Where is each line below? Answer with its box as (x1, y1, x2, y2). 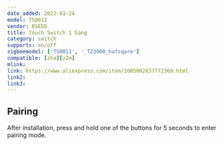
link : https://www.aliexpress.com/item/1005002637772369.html (7, 67, 189, 74)
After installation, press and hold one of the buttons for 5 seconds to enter (7, 124, 217, 132)
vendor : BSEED (7, 23, 48, 29)
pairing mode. (7, 131, 47, 139)
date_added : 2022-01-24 (7, 10, 75, 17)
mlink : (7, 61, 26, 68)
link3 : (7, 80, 26, 87)
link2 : (7, 73, 26, 81)
